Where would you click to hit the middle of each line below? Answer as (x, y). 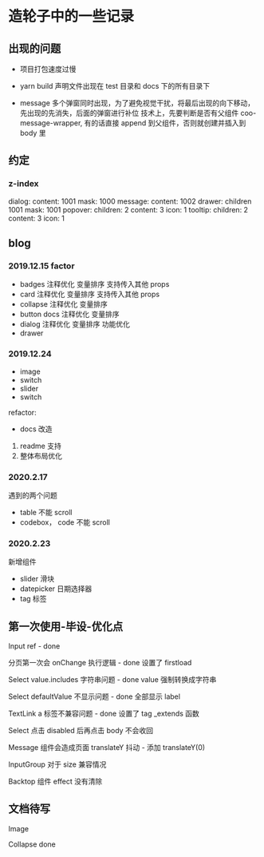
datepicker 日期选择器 (56, 589)
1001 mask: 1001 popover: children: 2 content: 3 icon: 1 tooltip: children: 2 (128, 209)
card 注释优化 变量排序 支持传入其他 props (90, 294)
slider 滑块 (37, 579)
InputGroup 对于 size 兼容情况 (57, 764)
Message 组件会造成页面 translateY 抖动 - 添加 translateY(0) (107, 748)
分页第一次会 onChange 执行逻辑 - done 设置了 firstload (100, 663)
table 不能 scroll (46, 512)
